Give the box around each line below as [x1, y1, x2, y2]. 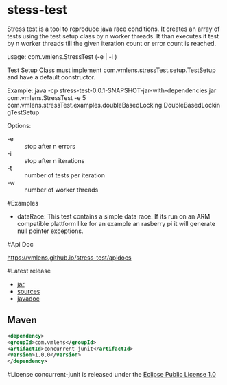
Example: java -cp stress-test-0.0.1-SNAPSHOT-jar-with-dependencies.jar [7, 86, 217, 95]
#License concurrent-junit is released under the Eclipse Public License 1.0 [7, 371, 216, 379]
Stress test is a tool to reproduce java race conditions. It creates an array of [7, 25, 220, 33]
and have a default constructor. [7, 73, 96, 81]
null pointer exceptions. [16, 227, 84, 235]
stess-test [7, 2, 67, 18]
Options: [7, 121, 32, 129]
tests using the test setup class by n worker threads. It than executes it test [7, 32, 219, 40]
